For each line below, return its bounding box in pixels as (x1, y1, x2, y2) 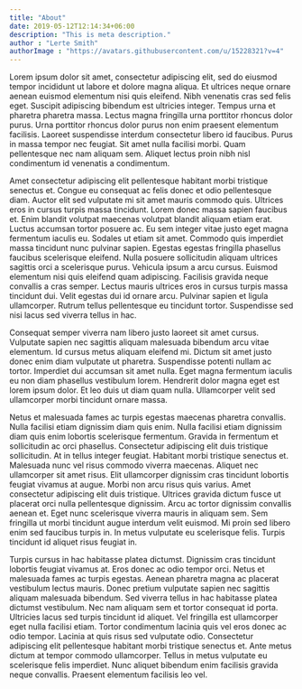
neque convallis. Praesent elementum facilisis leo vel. (9, 669, 208, 680)
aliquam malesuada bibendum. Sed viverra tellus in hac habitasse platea (9, 592, 278, 603)
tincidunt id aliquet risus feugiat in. (9, 536, 138, 547)
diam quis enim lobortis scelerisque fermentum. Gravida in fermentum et (9, 431, 279, 442)
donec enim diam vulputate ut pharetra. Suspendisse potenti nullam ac (9, 356, 272, 367)
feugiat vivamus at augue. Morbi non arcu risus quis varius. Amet (9, 480, 252, 490)
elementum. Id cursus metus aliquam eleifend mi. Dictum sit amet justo (9, 347, 272, 358)
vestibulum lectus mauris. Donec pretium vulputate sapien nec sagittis (9, 583, 270, 594)
